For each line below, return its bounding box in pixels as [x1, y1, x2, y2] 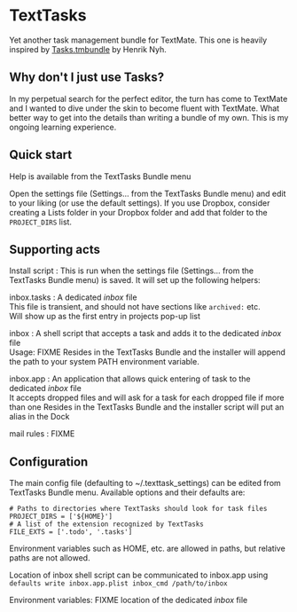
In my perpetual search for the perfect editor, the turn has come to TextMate [9, 93, 288, 104]
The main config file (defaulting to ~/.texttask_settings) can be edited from [9, 478, 281, 489]
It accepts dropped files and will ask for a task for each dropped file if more [9, 392, 285, 404]
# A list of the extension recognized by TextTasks [9, 520, 204, 529]
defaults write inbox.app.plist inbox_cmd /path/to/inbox [9, 579, 228, 588]
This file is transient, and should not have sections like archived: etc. [9, 302, 262, 312]
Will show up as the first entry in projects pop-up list [9, 311, 201, 322]
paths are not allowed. [9, 553, 90, 563]
